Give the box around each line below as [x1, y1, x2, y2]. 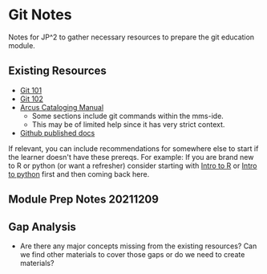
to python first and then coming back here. [8, 169, 150, 178]
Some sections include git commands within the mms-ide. [31, 111, 225, 121]
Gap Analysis [8, 219, 76, 234]
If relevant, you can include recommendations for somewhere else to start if [8, 143, 259, 153]
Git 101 [19, 85, 42, 95]
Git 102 [19, 94, 44, 104]
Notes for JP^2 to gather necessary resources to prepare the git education [8, 32, 255, 42]
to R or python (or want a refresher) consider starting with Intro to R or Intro [8, 161, 257, 170]
